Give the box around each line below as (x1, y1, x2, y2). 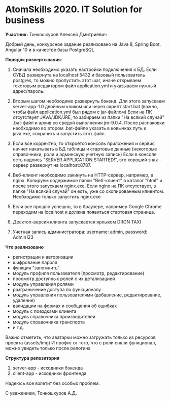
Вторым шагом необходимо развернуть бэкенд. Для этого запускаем (12, 98, 165, 104)
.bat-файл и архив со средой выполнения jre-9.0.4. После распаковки (12, 119, 165, 126)
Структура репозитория (5, 355, 60, 361)
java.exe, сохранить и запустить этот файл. (12, 130, 106, 136)
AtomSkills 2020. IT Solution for (5, 4, 143, 15)
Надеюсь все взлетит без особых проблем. (5, 380, 100, 386)
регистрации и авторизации (12, 254, 74, 260)
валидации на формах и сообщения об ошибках (12, 303, 117, 309)
